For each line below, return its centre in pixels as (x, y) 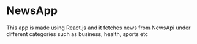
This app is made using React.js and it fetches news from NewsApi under (98, 28)
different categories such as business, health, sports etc (77, 34)
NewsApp (32, 11)
